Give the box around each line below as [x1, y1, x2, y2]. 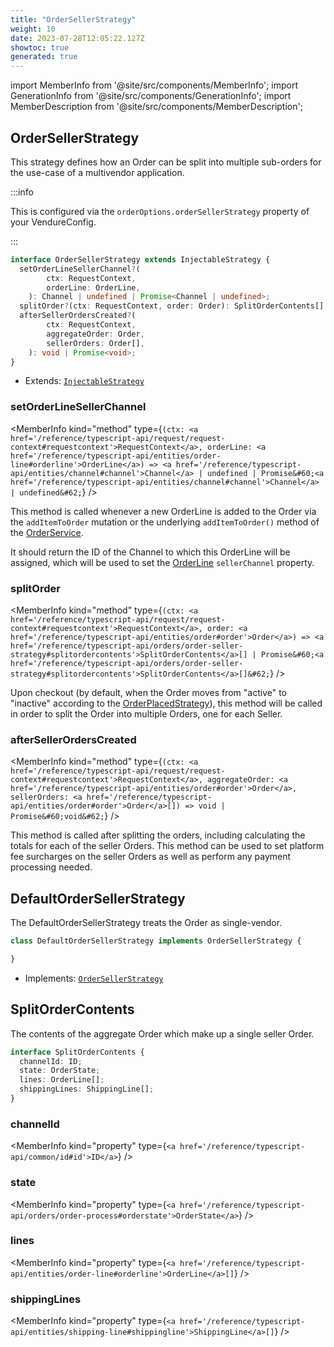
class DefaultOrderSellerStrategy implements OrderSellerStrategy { [10, 936, 302, 946]
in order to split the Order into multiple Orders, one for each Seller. [10, 708, 283, 720]
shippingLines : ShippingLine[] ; [19, 1084, 155, 1095]
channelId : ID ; [19, 1056, 83, 1066]
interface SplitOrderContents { [10, 1047, 145, 1057]
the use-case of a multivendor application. [10, 166, 185, 178]
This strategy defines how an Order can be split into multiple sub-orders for [10, 156, 322, 168]
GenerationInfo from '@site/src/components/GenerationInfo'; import [10, 90, 292, 102]
